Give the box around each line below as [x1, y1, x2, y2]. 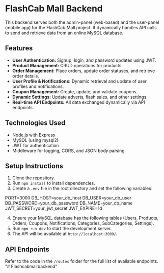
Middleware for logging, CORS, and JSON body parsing [12, 148, 125, 154]
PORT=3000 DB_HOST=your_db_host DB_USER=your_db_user [5, 195, 132, 201]
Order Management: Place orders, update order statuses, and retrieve [12, 68, 155, 74]
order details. [12, 73, 39, 79]
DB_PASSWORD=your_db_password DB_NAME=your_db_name [5, 200, 133, 206]
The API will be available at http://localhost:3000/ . [12, 231, 118, 237]
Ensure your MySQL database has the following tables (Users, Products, [12, 215, 159, 221]
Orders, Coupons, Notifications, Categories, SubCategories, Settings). [12, 220, 154, 226]
